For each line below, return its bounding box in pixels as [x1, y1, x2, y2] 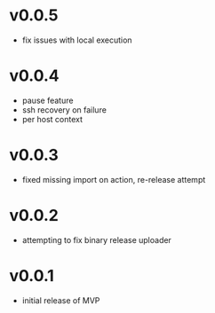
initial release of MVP [21, 294, 100, 306]
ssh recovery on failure [21, 104, 107, 115]
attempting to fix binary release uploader [21, 234, 171, 245]
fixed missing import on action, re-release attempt [21, 174, 206, 184]
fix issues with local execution [21, 35, 132, 45]
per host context [21, 113, 83, 124]
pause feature [21, 95, 74, 106]
